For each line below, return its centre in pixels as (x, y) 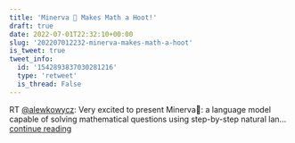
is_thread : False (49, 84)
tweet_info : (31, 59)
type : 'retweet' (47, 76)
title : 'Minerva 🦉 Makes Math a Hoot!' (83, 17)
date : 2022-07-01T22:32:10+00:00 (71, 34)
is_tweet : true (37, 51)
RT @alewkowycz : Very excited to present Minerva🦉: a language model (140, 109)
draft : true (31, 26)
